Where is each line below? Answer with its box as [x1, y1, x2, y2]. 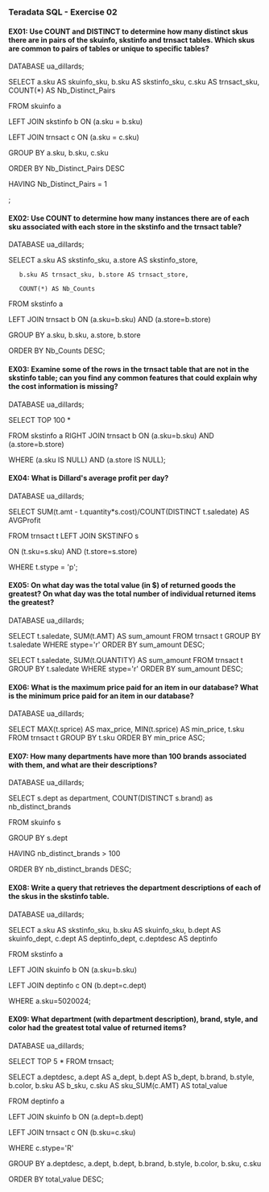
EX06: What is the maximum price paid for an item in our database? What [8, 682, 259, 692]
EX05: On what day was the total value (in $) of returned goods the [8, 581, 236, 590]
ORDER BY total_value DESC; [8, 1174, 105, 1184]
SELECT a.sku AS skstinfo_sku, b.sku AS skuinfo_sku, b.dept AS [8, 925, 221, 934]
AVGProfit [8, 515, 41, 525]
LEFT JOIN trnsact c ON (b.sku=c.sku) [8, 1127, 136, 1137]
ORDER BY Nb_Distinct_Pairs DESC [8, 163, 125, 173]
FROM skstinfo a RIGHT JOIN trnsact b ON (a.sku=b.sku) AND [8, 430, 215, 441]
